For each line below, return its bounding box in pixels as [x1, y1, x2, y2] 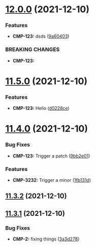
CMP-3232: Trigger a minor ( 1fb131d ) [12, 177, 91, 183]
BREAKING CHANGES [5, 46, 60, 53]
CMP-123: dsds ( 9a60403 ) [12, 33, 70, 39]
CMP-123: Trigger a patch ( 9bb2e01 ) [12, 153, 90, 159]
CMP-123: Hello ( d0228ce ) [12, 105, 70, 112]
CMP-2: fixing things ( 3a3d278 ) [12, 236, 80, 242]
